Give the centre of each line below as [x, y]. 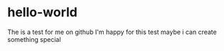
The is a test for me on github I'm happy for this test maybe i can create [112, 32]
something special [34, 39]
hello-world [43, 12]
